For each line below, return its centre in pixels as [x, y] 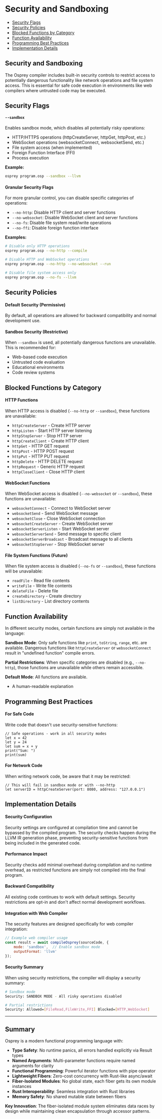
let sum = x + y [21, 746]
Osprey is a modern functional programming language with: [64, 1041]
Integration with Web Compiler [36, 913]
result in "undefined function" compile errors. [50, 653]
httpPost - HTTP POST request [43, 451]
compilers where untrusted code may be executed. [56, 90]
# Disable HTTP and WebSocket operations [47, 260]
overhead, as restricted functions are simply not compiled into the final [75, 870]
